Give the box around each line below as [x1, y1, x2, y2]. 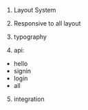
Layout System [13, 6, 56, 14]
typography [13, 33, 47, 41]
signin [13, 67, 32, 75]
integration [13, 95, 45, 103]
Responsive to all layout [13, 19, 81, 27]
